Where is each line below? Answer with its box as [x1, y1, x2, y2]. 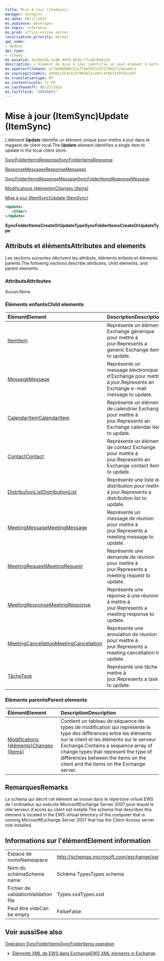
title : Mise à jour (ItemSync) [5, 7, 69, 12]
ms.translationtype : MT [5, 76, 54, 80]
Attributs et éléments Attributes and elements [5, 242, 146, 250]
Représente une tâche [106, 663, 158, 670]
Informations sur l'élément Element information [5, 836, 151, 845]
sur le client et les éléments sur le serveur [61, 736, 156, 743]
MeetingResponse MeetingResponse [7, 601, 91, 608]
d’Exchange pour [106, 373, 146, 380]
